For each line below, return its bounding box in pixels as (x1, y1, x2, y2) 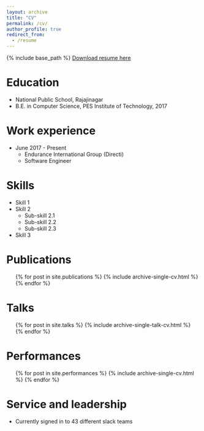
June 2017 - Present (15, 144, 67, 151)
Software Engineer (24, 157, 72, 164)
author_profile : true (6, 26, 62, 32)
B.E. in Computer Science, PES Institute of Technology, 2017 (15, 102, 167, 110)
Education (6, 76, 59, 89)
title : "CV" (6, 15, 37, 21)
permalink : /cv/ (6, 20, 48, 26)
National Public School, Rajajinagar (15, 96, 104, 103)
